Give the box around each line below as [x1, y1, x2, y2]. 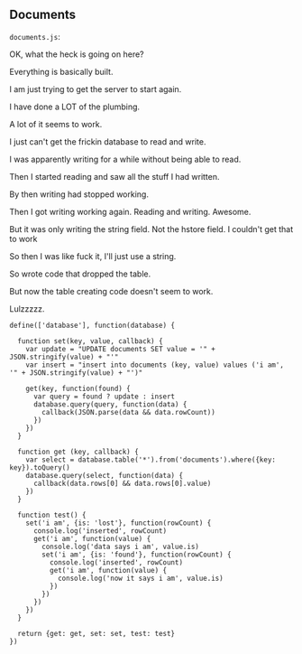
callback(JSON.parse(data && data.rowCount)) [41, 407, 216, 416]
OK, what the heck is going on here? [9, 49, 144, 60]
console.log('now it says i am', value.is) [57, 574, 224, 583]
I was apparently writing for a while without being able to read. [9, 154, 242, 164]
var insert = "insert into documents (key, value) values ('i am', [25, 360, 284, 369]
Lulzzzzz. [9, 303, 45, 314]
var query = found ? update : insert [32, 392, 176, 401]
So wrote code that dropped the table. [9, 268, 151, 279]
